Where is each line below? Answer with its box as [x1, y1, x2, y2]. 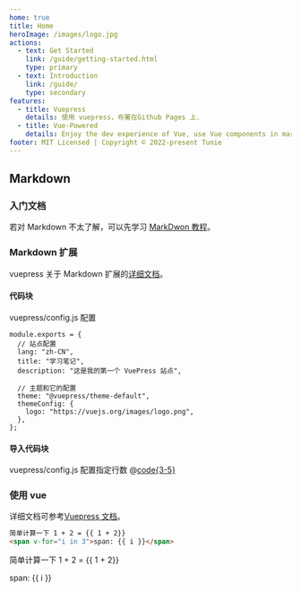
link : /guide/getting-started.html [25, 55, 159, 64]
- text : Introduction [17, 72, 99, 81]
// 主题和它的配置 [17, 383, 77, 392]
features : [9, 96, 47, 106]
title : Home [9, 21, 54, 30]
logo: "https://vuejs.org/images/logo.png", [25, 407, 194, 416]
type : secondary [25, 88, 87, 97]
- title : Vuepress [17, 105, 87, 114]
